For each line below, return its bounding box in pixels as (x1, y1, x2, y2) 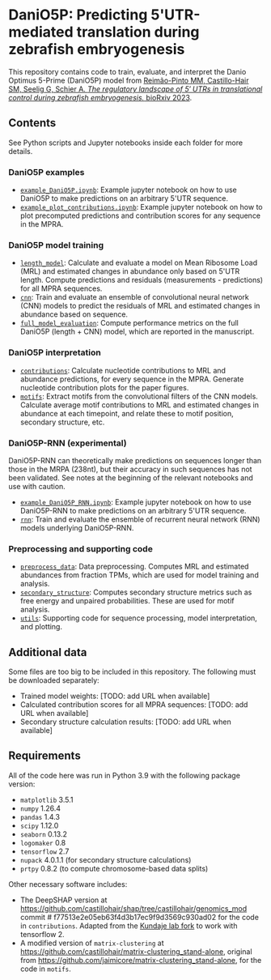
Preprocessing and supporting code (8, 543, 154, 554)
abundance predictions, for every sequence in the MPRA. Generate (19, 374, 244, 384)
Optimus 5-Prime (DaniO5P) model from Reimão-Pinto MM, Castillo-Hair (8, 75, 249, 85)
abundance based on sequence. (19, 309, 128, 319)
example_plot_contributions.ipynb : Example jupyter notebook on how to (19, 202, 263, 212)
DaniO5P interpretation (8, 347, 101, 358)
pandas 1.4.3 (19, 812, 61, 821)
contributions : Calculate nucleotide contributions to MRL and (19, 365, 227, 375)
